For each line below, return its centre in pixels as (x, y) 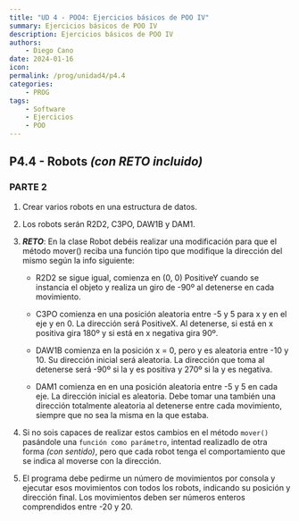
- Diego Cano (50, 51)
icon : (19, 68)
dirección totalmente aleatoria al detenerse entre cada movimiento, (159, 405)
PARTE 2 (28, 187)
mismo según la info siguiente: (79, 260)
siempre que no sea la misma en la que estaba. (122, 415)
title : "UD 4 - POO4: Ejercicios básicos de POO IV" (109, 17)
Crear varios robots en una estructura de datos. (110, 206)
